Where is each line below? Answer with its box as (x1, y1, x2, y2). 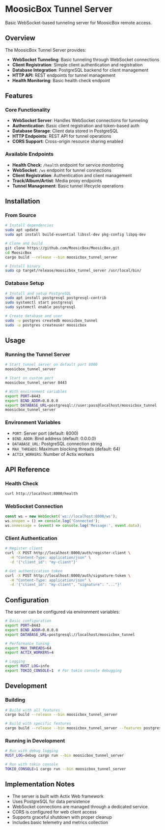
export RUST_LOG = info (5, 664, 50, 669)
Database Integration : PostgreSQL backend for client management (12, 67, 149, 73)
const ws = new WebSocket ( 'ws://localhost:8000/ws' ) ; (5, 514, 118, 519)
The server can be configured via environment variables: (5, 609, 120, 615)
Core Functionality (5, 107, 51, 114)
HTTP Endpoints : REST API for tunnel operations (12, 133, 111, 139)
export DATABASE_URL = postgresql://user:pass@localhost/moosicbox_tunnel (5, 403, 157, 408)
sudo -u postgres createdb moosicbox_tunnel (5, 318, 98, 323)
